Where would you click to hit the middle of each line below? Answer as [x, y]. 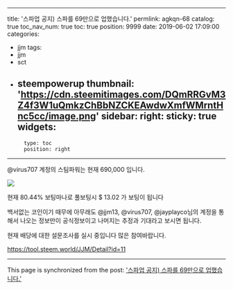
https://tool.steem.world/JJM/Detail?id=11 [67, 249]
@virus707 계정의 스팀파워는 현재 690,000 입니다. [76, 169]
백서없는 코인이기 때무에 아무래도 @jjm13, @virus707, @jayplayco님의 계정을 [112, 211]
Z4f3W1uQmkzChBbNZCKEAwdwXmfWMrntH [120, 106]
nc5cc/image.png [57, 116]
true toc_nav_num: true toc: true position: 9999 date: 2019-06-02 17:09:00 [113, 26]
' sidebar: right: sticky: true [156, 116]
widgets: [37, 127]
